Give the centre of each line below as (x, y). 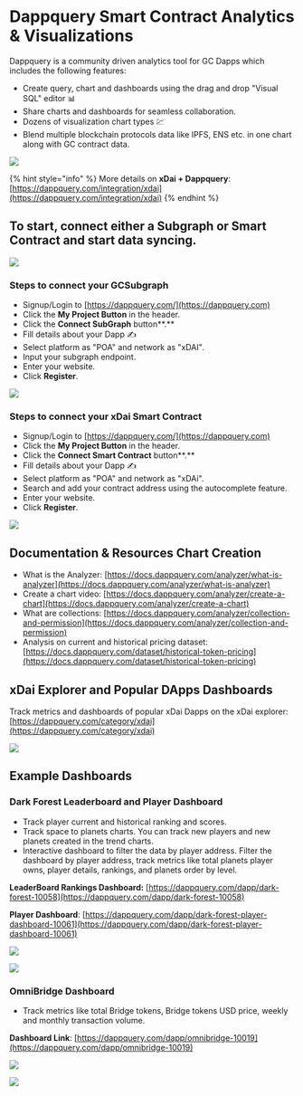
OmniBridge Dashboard (62, 991)
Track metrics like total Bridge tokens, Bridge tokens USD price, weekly (155, 1010)
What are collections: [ (64, 614)
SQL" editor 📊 (49, 98)
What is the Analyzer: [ (65, 575)
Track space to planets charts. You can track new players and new (147, 831)
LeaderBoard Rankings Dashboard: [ (79, 887)
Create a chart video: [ (64, 594)
